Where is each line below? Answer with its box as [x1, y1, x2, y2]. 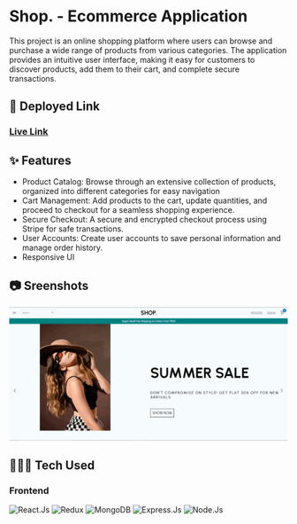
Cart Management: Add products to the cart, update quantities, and [21, 195, 268, 206]
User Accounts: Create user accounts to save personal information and [21, 233, 281, 244]
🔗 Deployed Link [9, 99, 100, 114]
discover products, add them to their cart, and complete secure [9, 64, 240, 74]
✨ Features [9, 153, 72, 168]
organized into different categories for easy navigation [21, 186, 221, 197]
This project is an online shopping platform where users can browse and [9, 35, 273, 46]
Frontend [9, 484, 49, 497]
